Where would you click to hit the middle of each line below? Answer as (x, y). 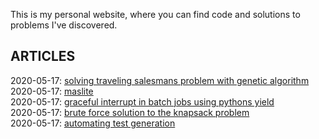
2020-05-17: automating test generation (93, 123)
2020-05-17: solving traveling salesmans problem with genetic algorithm (160, 80)
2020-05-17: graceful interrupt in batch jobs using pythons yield (142, 101)
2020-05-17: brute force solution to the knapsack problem (130, 112)
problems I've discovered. (64, 25)
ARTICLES (43, 56)
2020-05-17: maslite (52, 91)
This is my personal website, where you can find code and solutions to (155, 14)
